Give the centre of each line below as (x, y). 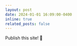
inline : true (19, 19)
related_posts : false (28, 24)
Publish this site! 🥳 (24, 38)
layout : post (19, 10)
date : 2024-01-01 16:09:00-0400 (38, 14)
